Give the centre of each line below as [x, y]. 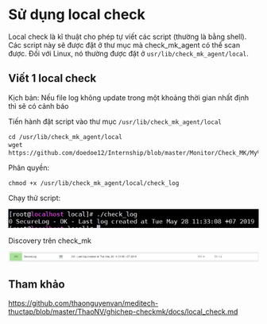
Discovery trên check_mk [50, 241]
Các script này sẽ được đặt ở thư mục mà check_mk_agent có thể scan [124, 44]
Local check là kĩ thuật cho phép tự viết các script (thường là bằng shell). [128, 37]
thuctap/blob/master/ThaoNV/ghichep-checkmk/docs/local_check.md [123, 312]
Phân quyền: [29, 168]
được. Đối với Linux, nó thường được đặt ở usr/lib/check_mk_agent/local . [128, 53]
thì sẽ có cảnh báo [39, 106]
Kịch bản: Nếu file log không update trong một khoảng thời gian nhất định [128, 98]
